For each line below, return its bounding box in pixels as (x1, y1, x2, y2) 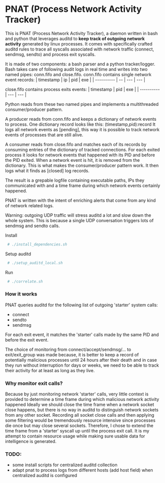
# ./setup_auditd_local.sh (7, 260, 63, 265)
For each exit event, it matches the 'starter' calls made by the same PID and (5, 332, 159, 338)
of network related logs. (5, 202, 54, 208)
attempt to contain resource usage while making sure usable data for (5, 433, 145, 439)
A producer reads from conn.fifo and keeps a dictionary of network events (5, 116, 157, 122)
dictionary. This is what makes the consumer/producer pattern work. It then (5, 162, 159, 168)
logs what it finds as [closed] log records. (5, 167, 90, 174)
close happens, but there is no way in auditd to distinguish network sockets (5, 407, 159, 413)
